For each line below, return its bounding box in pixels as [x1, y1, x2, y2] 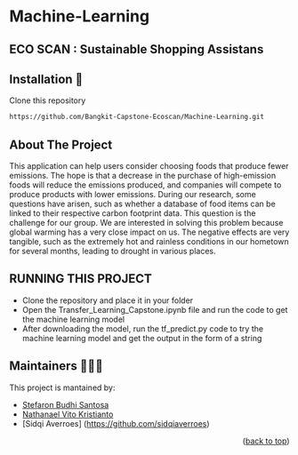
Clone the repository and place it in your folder [21, 295, 194, 306]
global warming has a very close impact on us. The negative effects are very [9, 227, 290, 237]
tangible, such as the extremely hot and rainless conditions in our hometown [9, 236, 289, 247]
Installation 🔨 [9, 71, 84, 86]
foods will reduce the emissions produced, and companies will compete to [9, 180, 282, 190]
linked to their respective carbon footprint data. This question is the [9, 208, 256, 219]
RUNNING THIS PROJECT [9, 271, 153, 286]
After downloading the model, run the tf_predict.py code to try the [21, 323, 264, 334]
